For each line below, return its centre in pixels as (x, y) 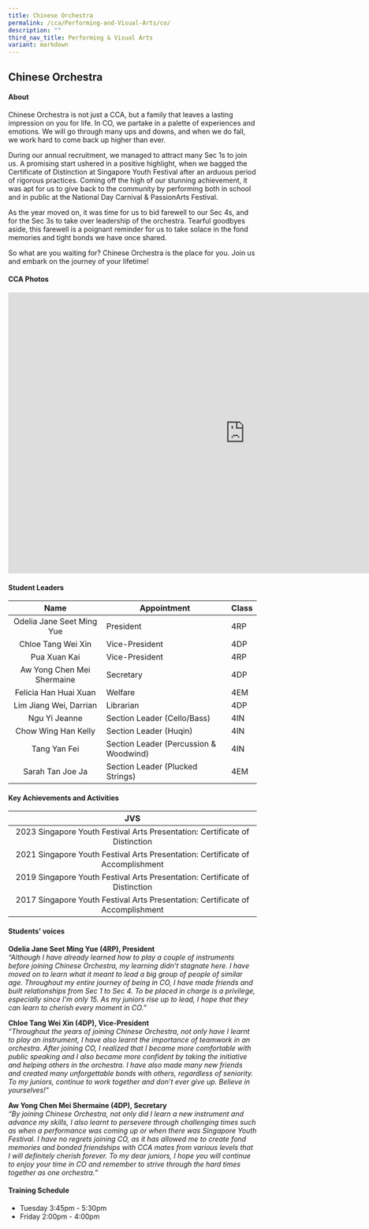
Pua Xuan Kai (55, 657)
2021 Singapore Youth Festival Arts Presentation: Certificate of (132, 855)
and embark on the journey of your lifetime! (78, 261)
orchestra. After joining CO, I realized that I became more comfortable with (130, 1048)
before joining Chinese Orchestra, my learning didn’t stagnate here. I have (129, 965)
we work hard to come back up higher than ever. (87, 140)
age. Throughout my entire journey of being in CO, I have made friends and (131, 982)
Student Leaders (36, 587)
